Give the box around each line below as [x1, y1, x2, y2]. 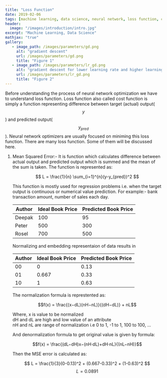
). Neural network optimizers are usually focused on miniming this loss [5, 133, 149, 139]
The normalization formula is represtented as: [12, 292, 106, 298]
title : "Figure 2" [16, 77, 55, 82]
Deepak [14, 214, 33, 221]
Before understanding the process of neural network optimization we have [5, 90, 158, 96]
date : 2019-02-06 [5, 12, 41, 17]
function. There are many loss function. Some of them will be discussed [5, 138, 153, 144]
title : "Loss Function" [5, 7, 55, 12]
